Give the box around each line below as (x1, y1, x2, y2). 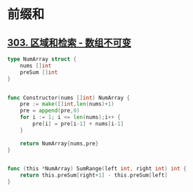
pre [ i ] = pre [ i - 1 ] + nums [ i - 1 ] (32, 120, 124, 127)
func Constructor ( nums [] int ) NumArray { (7, 94, 131, 101)
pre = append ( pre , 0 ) (20, 107, 80, 115)
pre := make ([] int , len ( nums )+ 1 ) (20, 101, 114, 108)
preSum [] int (20, 68, 58, 76)
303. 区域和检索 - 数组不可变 (7, 37, 131, 49)
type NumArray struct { (7, 56, 77, 63)
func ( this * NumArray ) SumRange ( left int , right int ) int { (7, 165, 187, 172)
